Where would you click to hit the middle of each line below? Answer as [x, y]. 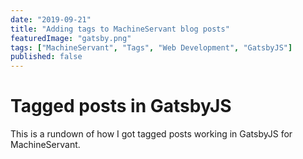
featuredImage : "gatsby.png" [71, 38]
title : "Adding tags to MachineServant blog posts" [120, 29]
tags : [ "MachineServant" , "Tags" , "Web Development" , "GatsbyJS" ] [151, 47]
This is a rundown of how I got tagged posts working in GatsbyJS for [151, 134]
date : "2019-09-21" [51, 19]
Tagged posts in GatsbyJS [121, 106]
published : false [46, 57]
